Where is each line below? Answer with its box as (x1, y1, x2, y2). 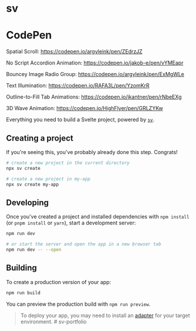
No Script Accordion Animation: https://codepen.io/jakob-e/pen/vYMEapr (6, 59, 184, 66)
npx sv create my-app (6, 181, 59, 187)
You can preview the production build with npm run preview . (6, 301, 151, 308)
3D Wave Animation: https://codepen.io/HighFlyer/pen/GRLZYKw (6, 105, 163, 112)
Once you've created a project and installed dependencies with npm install (6, 213, 190, 220)
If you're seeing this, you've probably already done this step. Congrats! (6, 148, 178, 155)
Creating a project (6, 133, 73, 143)
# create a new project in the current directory (6, 160, 130, 166)
